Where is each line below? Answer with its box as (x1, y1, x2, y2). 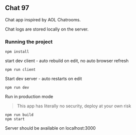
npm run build (5, 113, 34, 118)
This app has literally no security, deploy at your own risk (17, 103, 131, 109)
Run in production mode (5, 94, 53, 100)
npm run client (5, 67, 36, 72)
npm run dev (5, 85, 29, 90)
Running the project (5, 38, 53, 45)
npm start (5, 117, 25, 122)
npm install (5, 50, 29, 54)
